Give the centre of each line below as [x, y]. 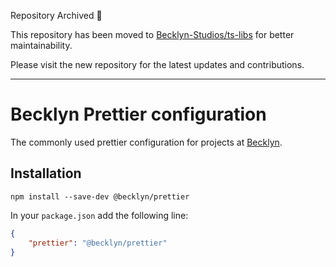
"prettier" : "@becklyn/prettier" [98, 243]
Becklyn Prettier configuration [138, 114]
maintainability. [41, 45]
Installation [46, 173]
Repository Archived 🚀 [56, 15]
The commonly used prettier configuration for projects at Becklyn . [146, 142]
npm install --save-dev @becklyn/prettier [100, 196]
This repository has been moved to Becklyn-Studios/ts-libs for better [152, 34]
